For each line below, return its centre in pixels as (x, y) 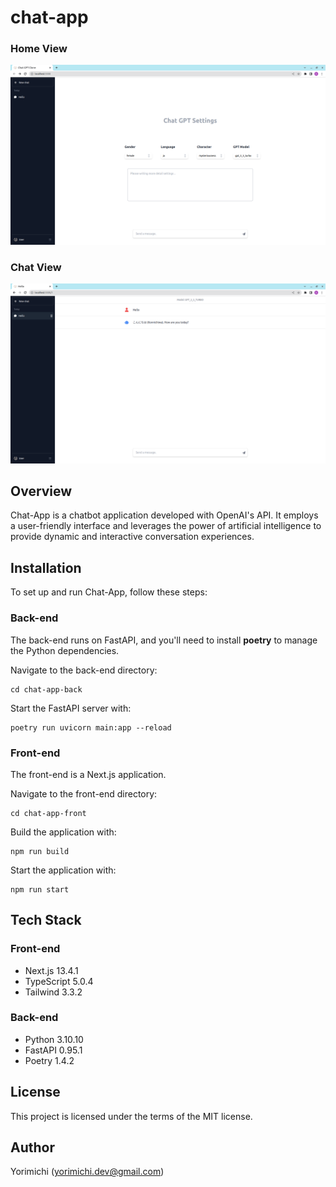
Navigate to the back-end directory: (84, 670)
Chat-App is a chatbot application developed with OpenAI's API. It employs (164, 515)
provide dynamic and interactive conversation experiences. (132, 537)
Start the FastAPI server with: (71, 708)
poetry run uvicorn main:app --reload (91, 727)
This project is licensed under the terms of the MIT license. (131, 1116)
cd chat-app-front (48, 813)
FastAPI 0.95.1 (53, 1050)
